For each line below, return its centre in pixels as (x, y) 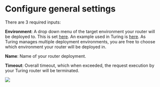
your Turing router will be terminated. (42, 70)
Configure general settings (60, 9)
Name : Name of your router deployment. (46, 56)
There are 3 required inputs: (33, 22)
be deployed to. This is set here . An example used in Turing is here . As (75, 37)
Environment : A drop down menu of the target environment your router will (80, 31)
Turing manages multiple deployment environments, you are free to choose (80, 41)
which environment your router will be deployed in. (56, 47)
